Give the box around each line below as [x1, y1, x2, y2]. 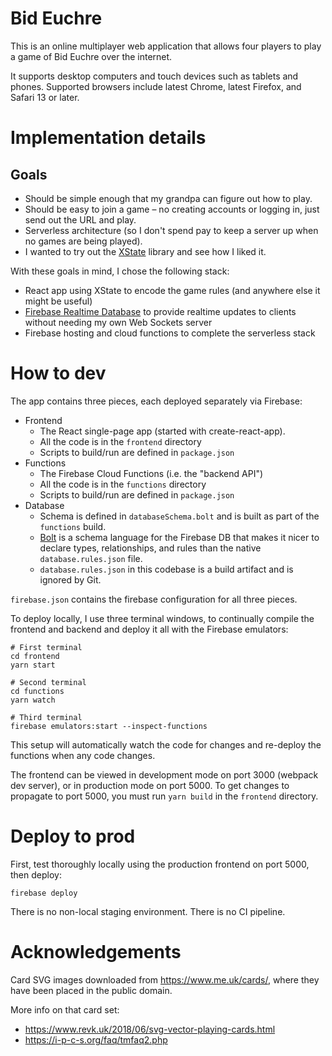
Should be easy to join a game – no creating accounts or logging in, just [24, 203, 320, 215]
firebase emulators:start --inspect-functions [10, 721, 208, 731]
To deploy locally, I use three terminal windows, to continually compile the [10, 612, 315, 624]
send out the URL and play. [24, 213, 137, 226]
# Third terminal [10, 712, 83, 722]
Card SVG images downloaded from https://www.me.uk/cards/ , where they [10, 973, 320, 986]
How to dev [10, 362, 107, 385]
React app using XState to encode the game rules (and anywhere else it [24, 284, 321, 296]
